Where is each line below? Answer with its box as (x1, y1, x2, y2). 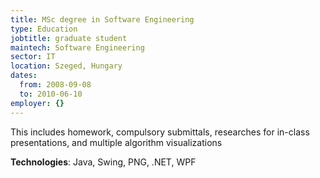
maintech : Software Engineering (10, 42, 145, 53)
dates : (10, 71, 38, 81)
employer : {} (10, 98, 65, 108)
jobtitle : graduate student (10, 33, 128, 43)
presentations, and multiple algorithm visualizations (10, 136, 223, 148)
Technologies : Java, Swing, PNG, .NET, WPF (10, 156, 197, 168)
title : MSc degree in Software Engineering (10, 14, 195, 25)
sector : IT (10, 52, 56, 62)
